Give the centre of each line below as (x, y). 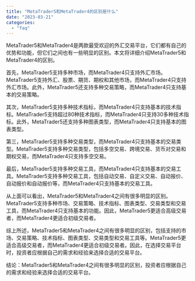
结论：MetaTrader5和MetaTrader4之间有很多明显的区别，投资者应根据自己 (96, 265)
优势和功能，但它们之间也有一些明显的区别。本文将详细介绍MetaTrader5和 (96, 53)
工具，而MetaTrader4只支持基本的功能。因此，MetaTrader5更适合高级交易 (96, 211)
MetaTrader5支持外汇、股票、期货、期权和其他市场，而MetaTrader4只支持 (96, 80)
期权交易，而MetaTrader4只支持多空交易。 (58, 156)
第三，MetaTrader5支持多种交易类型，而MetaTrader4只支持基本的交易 (91, 142)
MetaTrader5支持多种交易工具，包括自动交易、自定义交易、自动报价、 (101, 176)
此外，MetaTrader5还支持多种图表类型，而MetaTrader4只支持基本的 (99, 122)
